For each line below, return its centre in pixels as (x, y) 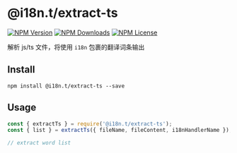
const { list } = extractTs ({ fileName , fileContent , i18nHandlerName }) (118, 130)
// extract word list (39, 143)
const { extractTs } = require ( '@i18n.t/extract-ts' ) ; (90, 124)
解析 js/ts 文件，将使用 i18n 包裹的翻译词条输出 (76, 47)
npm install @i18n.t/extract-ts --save (66, 86)
